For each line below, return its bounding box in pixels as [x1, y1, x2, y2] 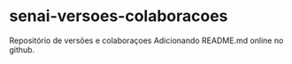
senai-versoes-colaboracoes [9, 6, 228, 26]
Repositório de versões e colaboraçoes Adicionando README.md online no [9, 35, 284, 46]
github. [9, 44, 35, 54]
